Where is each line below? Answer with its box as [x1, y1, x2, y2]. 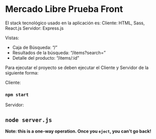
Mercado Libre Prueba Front [5, 3, 123, 15]
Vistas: [5, 35, 19, 41]
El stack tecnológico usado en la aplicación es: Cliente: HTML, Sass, [5, 20, 145, 26]
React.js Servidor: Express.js [5, 25, 64, 31]
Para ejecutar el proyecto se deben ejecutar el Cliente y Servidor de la [5, 65, 149, 70]
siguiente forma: [5, 69, 39, 75]
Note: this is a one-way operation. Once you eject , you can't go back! [5, 128, 152, 135]
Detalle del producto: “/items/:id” [12, 55, 79, 61]
